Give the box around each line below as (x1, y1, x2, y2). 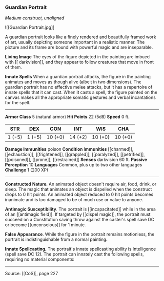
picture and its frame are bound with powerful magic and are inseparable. (5, 45, 153, 50)
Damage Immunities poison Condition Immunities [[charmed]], (5, 146, 134, 152)
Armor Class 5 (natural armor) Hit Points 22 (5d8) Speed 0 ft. (5, 114, 130, 120)
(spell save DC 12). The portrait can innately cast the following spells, (5, 251, 144, 257)
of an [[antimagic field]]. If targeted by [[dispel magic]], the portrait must (5, 211, 151, 217)
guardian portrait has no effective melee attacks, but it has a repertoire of (5, 84, 153, 90)
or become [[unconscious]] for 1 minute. (5, 222, 86, 228)
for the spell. (5, 100, 31, 106)
